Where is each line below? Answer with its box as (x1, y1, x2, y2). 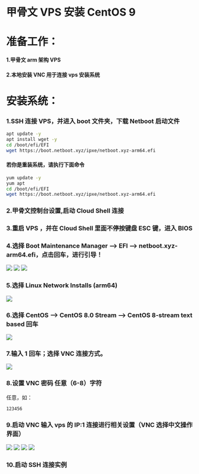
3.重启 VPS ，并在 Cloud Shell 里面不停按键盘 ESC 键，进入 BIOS (6, 224, 193, 233)
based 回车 (6, 320, 39, 328)
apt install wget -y (6, 136, 58, 142)
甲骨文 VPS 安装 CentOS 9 (6, 5, 136, 19)
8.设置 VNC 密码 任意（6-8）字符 (6, 379, 102, 387)
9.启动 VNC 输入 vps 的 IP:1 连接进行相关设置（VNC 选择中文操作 (6, 421, 193, 429)
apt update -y (6, 131, 42, 137)
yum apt (6, 180, 26, 186)
